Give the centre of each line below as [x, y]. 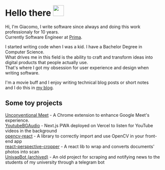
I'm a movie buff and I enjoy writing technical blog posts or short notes [77, 82]
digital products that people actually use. [46, 62]
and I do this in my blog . [30, 87]
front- [151, 136]
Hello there [28, 13]
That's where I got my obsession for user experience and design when [77, 68]
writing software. [22, 73]
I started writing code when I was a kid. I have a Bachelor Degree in [74, 46]
